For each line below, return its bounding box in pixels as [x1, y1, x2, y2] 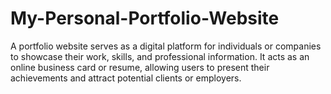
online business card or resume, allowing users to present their [10, 61, 270, 73]
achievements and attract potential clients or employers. [10, 72, 242, 84]
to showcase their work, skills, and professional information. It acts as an [10, 50, 310, 62]
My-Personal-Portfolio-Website [10, 7, 280, 30]
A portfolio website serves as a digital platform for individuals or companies [10, 40, 322, 52]
